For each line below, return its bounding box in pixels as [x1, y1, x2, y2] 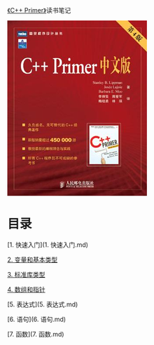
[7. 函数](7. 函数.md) [7, 330, 64, 338]
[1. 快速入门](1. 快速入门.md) [7, 241, 89, 249]
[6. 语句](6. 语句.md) [7, 315, 66, 323]
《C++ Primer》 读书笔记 [7, 6, 71, 14]
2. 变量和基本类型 [7, 255, 58, 264]
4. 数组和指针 [7, 285, 45, 293]
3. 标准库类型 [7, 270, 45, 278]
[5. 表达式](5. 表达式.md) [7, 300, 78, 309]
